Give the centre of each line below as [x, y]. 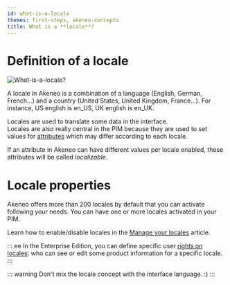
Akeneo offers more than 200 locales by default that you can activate [106, 205]
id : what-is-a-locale [38, 14]
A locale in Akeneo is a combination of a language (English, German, [105, 94]
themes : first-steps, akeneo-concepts [63, 20]
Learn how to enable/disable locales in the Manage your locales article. [109, 232]
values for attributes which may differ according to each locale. [98, 137]
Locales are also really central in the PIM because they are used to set [107, 129]
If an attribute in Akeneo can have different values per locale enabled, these [115, 150]
